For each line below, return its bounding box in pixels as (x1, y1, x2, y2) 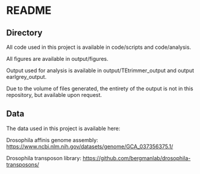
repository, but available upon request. (6, 92, 102, 98)
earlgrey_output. (6, 73, 47, 80)
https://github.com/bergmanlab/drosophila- (82, 154, 191, 161)
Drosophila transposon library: (6, 154, 81, 161)
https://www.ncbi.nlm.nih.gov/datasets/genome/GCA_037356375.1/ (6, 143, 173, 150)
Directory (6, 28, 43, 38)
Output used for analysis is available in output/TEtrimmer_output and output (6, 67, 195, 74)
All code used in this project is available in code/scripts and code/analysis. (6, 43, 192, 51)
